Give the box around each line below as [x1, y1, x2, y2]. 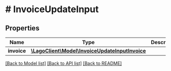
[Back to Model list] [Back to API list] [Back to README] [5, 60, 122, 66]
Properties [5, 24, 40, 32]
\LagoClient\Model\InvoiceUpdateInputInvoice [31, 47, 146, 54]
